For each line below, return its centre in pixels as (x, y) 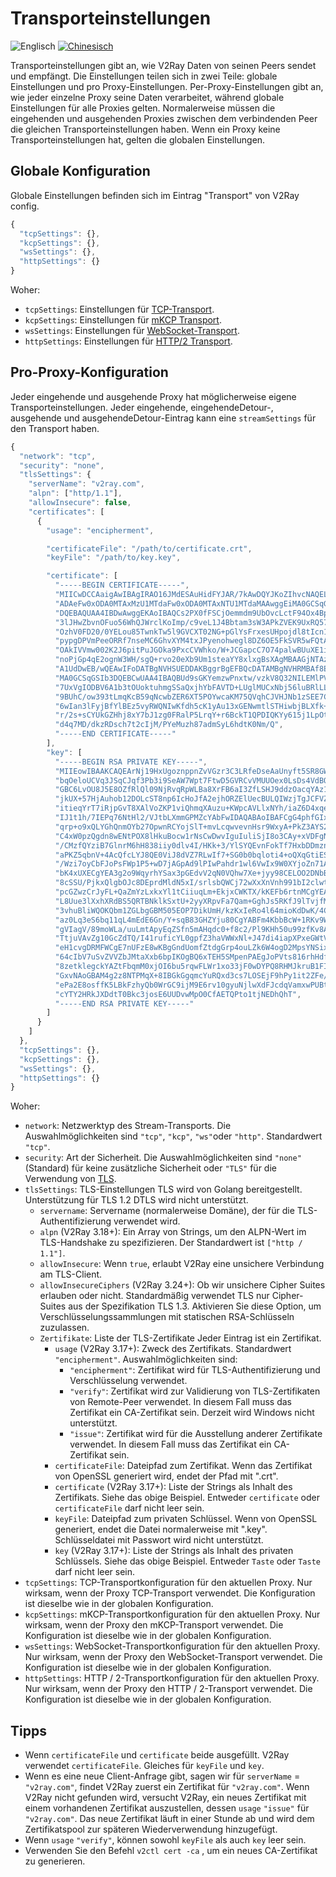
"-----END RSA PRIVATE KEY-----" (124, 1003)
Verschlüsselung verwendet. (128, 1381)
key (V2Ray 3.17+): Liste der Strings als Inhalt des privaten (174, 1551)
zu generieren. (55, 1861)
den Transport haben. (55, 428)
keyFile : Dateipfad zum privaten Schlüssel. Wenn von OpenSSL (186, 1519)
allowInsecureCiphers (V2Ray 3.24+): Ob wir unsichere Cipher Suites (182, 1285)
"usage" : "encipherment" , (100, 530)
